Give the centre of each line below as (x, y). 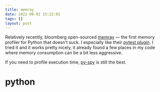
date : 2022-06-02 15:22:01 (33, 14)
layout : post (18, 23)
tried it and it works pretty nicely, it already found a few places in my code (80, 47)
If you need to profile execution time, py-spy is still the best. (66, 62)
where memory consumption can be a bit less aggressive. (64, 53)
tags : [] (14, 19)
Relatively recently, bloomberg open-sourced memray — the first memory (80, 37)
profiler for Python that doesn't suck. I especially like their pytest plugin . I (79, 43)
